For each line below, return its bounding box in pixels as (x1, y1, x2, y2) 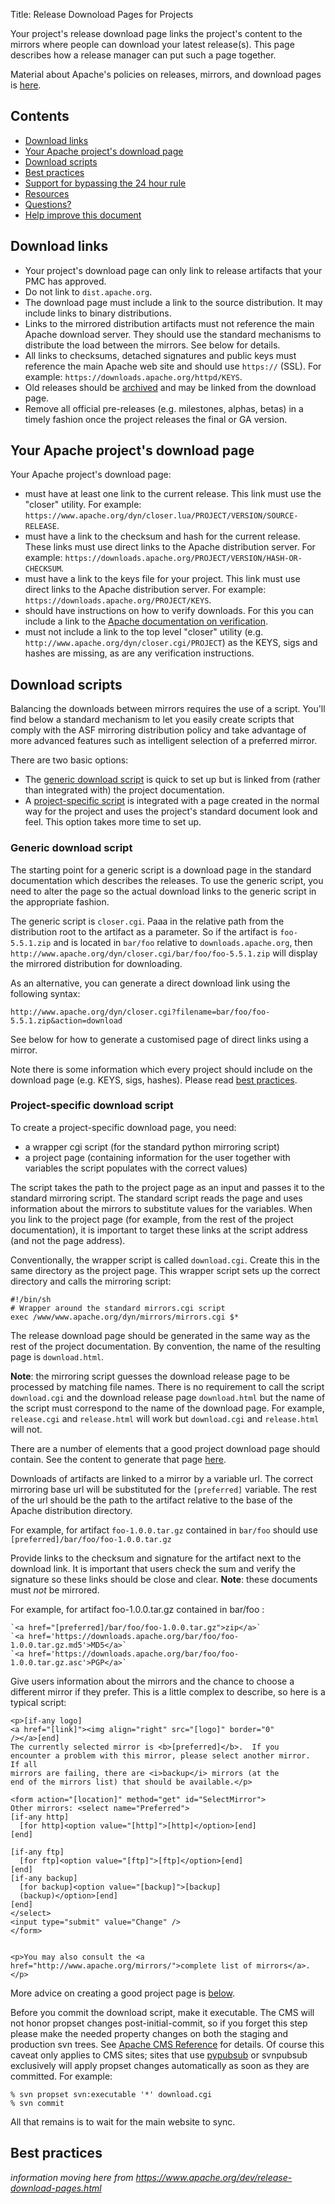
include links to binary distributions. (24, 307, 172, 319)
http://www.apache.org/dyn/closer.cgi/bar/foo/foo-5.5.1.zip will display (10, 947, 318, 959)
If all (10, 1759, 38, 1769)
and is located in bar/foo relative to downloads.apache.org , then (53, 936, 313, 948)
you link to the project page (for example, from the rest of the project (10, 1213, 294, 1225)
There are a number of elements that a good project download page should (10, 1442, 321, 1454)
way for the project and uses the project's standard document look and (24, 805, 318, 818)
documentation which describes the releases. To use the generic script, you (10, 874, 324, 886)
